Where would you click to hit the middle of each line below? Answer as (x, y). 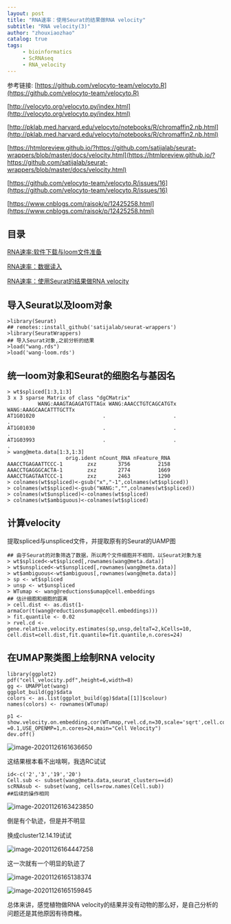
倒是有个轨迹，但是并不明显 (46, 821)
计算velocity (34, 523)
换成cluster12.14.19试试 (40, 835)
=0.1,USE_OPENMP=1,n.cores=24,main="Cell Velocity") (84, 728)
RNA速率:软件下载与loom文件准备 (54, 252)
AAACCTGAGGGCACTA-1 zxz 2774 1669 (89, 470)
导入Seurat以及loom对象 (60, 305)
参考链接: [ (22, 85)
